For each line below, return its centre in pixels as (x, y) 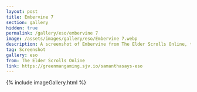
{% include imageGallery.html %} (46, 83)
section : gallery (27, 22)
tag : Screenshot (26, 50)
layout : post (22, 11)
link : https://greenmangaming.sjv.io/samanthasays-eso (74, 66)
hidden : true (22, 28)
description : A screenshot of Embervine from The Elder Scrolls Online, (97, 45)
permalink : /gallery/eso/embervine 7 (52, 33)
